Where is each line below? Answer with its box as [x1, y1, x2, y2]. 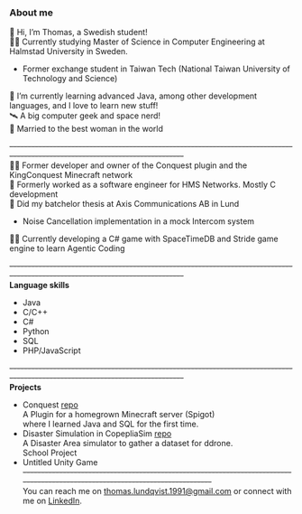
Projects [9, 382, 42, 393]
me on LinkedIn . [22, 495, 83, 507]
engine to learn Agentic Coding [9, 243, 125, 254]
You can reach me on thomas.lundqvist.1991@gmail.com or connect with [22, 486, 292, 497]
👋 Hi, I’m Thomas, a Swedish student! [9, 27, 148, 38]
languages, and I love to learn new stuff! [9, 100, 159, 111]
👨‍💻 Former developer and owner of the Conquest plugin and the [9, 160, 248, 171]
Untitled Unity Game [22, 457, 98, 468]
